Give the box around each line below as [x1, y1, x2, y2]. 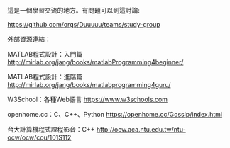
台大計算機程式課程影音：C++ [7, 125, 95, 133]
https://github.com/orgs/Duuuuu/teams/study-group [7, 21, 161, 28]
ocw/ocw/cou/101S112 [7, 133, 72, 142]
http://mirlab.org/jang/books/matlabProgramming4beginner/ [7, 58, 184, 66]
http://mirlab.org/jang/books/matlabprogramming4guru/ [7, 81, 171, 89]
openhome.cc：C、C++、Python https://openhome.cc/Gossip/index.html [7, 110, 222, 118]
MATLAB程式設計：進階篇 [7, 73, 83, 81]
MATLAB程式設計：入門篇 [7, 50, 83, 58]
